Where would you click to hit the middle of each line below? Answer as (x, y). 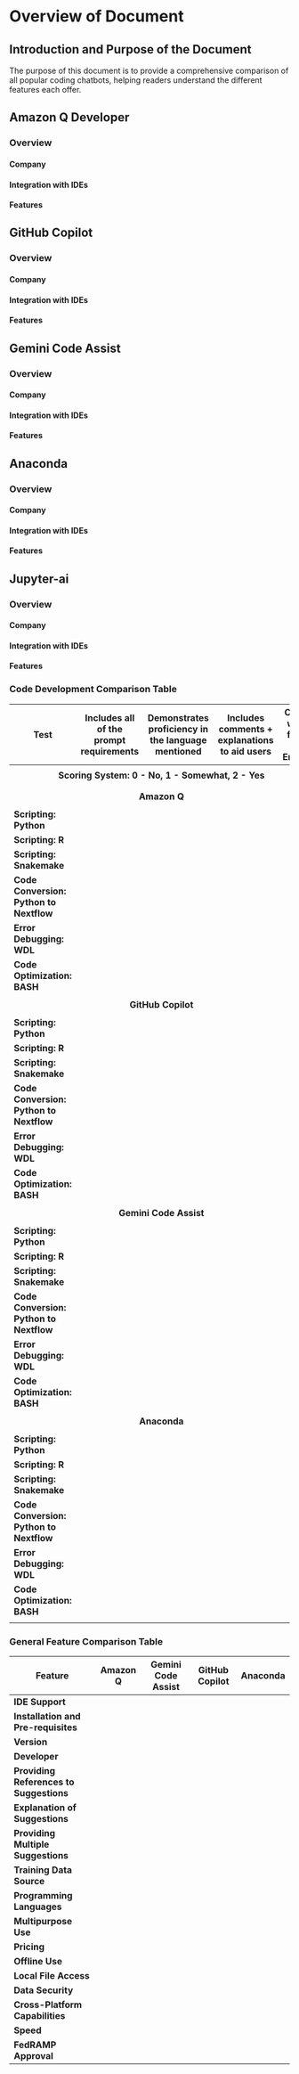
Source (29, 1882)
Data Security (44, 1990)
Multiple (32, 1844)
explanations (246, 739)
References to (44, 1782)
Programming (43, 1896)
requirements (110, 751)
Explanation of (45, 1808)
